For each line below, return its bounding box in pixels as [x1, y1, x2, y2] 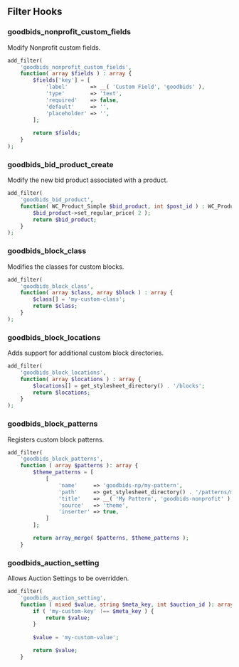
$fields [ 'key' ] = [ [33, 77, 91, 84]
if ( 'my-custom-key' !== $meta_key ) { [33, 607, 154, 614]
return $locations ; [33, 389, 91, 396]
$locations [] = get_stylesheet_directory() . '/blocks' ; [33, 382, 205, 390]
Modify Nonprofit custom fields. [7, 43, 101, 52]
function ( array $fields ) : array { [20, 70, 132, 78]
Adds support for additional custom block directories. [7, 348, 164, 358]
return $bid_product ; [33, 216, 97, 223]
